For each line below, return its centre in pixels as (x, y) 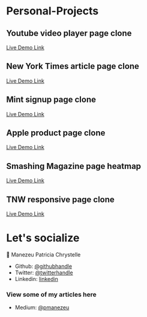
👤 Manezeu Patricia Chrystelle (43, 255)
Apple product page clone (56, 133)
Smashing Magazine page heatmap (74, 166)
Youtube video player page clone (69, 33)
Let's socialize (43, 238)
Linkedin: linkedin (36, 279)
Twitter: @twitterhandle (44, 273)
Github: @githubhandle (43, 266)
